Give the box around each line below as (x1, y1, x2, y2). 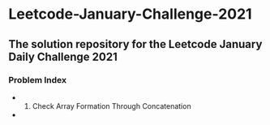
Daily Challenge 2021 (8, 50, 118, 63)
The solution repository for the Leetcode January (8, 37, 263, 51)
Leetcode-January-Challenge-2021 (8, 5, 253, 24)
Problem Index (8, 74, 67, 85)
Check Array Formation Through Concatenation (32, 101, 192, 110)
